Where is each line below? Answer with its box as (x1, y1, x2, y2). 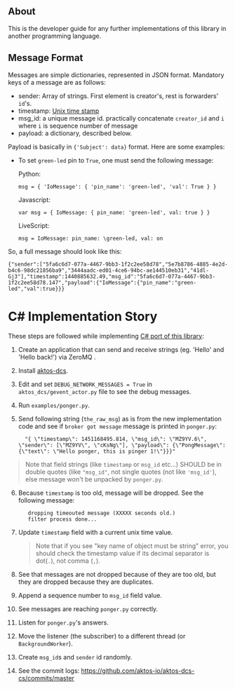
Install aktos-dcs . (18, 366, 69, 374)
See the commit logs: (18, 666, 80, 675)
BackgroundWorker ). (18, 639, 73, 648)
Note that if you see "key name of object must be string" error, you (35, 541, 229, 550)
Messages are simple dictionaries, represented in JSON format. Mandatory (8, 70, 224, 79)
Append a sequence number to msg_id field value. (18, 591, 162, 599)
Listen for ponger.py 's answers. (18, 618, 109, 627)
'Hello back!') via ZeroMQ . (18, 353, 96, 361)
